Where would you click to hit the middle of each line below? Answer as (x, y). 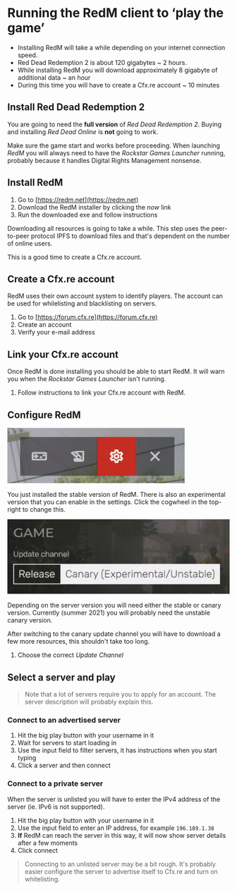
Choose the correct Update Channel (70, 655)
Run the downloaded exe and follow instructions (87, 215)
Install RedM (35, 182)
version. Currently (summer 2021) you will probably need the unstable (109, 613)
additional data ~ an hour (54, 77)
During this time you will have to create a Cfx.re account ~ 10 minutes (119, 85)
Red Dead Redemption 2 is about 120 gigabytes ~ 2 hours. (102, 62)
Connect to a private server (55, 783)
